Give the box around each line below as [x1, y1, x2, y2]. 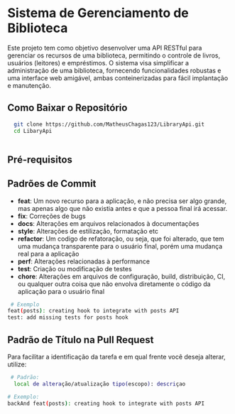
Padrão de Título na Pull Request [7, 334, 154, 346]
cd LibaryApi [13, 127, 53, 134]
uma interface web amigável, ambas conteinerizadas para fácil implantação [7, 73, 229, 82]
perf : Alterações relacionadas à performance [17, 257, 151, 266]
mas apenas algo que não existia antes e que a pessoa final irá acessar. [17, 204, 228, 212]
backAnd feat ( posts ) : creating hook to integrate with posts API [7, 400, 204, 407]
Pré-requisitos [7, 153, 73, 165]
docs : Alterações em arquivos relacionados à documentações [17, 219, 200, 228]
